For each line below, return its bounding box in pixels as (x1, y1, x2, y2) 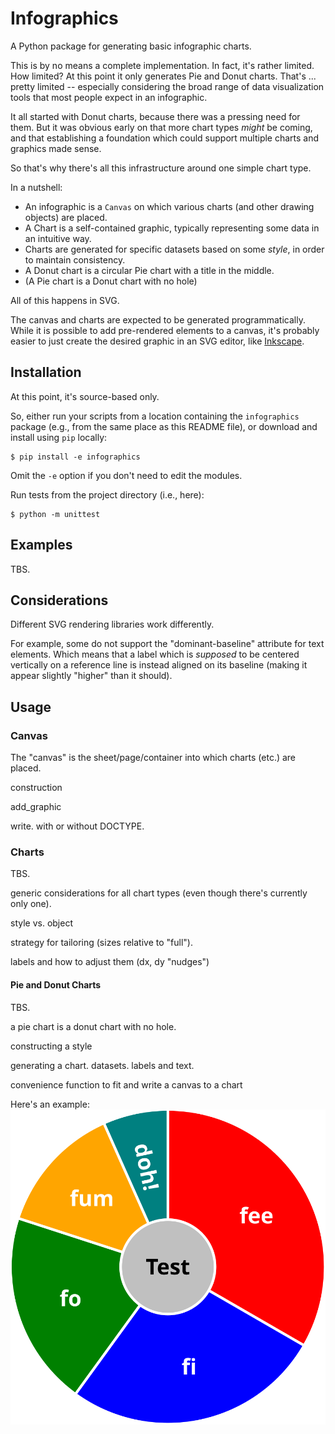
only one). (10, 898, 52, 910)
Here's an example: (10, 1098, 90, 1110)
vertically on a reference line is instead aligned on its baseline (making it (10, 659, 308, 671)
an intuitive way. (24, 232, 92, 244)
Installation (10, 364, 82, 381)
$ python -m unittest (10, 509, 101, 519)
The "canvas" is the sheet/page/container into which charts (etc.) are (10, 752, 297, 764)
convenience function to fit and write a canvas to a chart (10, 1078, 243, 1091)
